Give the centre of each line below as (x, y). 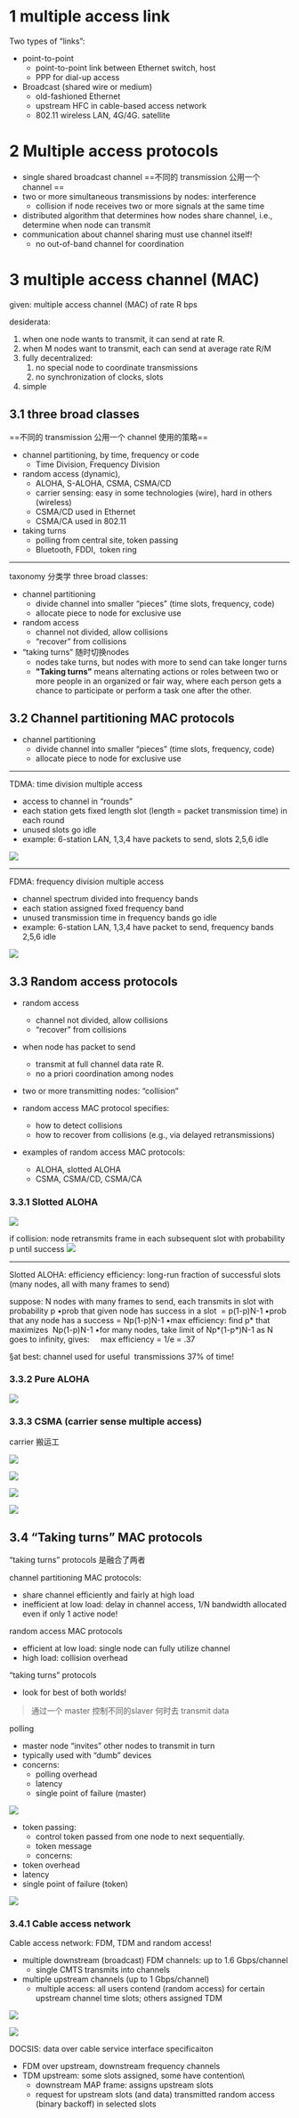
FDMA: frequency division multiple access (87, 882)
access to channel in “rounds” (77, 801)
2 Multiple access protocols (114, 151)
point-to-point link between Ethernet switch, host (125, 68)
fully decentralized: (57, 357)
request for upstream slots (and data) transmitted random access (155, 2095)
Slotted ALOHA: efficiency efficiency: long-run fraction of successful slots (145, 1274)
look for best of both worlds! (74, 1692)
